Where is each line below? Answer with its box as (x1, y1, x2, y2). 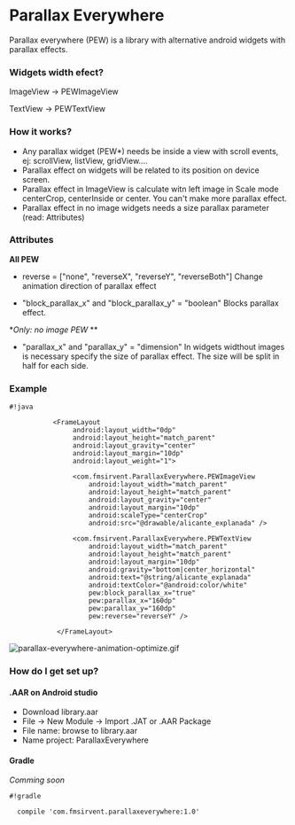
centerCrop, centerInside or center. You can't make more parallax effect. (21, 192, 287, 204)
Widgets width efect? (9, 66, 105, 78)
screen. (21, 174, 50, 184)
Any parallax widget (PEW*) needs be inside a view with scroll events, (21, 145, 279, 156)
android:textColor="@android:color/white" (88, 581, 248, 590)
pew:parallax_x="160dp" (88, 596, 176, 605)
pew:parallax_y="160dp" (88, 604, 176, 613)
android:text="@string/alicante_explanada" (88, 573, 252, 582)
